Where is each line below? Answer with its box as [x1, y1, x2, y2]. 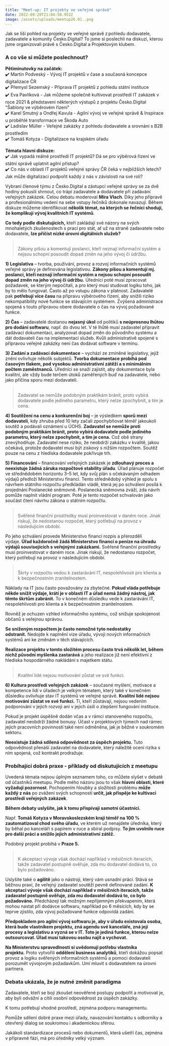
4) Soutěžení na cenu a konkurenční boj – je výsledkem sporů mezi [5, 412, 147, 419]
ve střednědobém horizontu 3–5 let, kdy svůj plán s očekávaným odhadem [5, 470, 160, 477]
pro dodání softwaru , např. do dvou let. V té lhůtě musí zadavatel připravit [5, 324, 160, 330]
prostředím [5, 130, 28, 136]
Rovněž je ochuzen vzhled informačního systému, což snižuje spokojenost [5, 610, 160, 616]
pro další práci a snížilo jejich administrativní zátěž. [5, 831, 115, 837]
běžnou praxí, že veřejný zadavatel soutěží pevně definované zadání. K [5, 881, 153, 887]
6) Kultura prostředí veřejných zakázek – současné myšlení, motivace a [5, 682, 156, 688]
